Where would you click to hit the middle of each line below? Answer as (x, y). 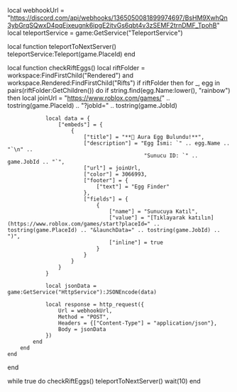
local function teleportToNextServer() (62, 46)
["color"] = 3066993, (115, 174)
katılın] (201, 218)
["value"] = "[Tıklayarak (147, 218)
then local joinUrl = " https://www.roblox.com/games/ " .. (89, 98)
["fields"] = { (106, 199)
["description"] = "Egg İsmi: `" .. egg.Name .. (157, 143)
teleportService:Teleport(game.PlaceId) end (72, 54)
